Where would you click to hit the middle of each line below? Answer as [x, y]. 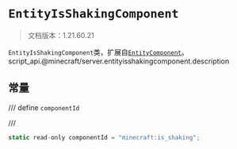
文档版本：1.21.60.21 [61, 35]
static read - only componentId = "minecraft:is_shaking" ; [104, 137]
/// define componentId [44, 107]
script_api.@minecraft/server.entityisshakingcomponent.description [119, 61]
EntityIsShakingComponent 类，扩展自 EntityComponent [95, 52]
